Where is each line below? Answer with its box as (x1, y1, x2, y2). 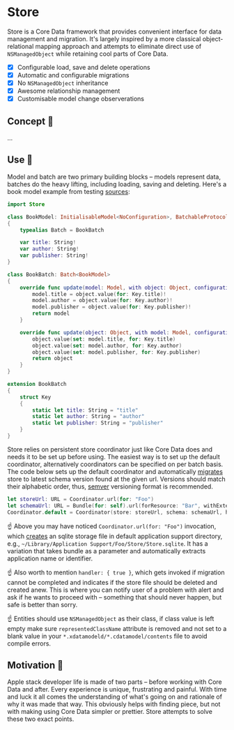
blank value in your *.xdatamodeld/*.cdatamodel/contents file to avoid (7, 632, 208, 640)
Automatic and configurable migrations (17, 71, 130, 79)
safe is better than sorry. (7, 600, 78, 609)
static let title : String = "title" (32, 406, 139, 414)
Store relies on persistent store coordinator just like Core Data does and (7, 445, 213, 454)
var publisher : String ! (19, 252, 89, 259)
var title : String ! (19, 239, 77, 246)
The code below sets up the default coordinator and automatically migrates (7, 467, 223, 475)
